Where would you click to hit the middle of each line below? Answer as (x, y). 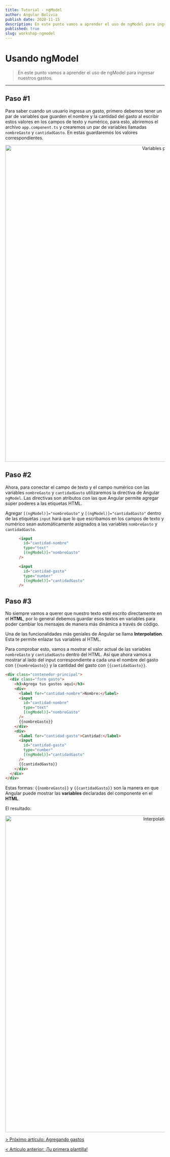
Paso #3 (18, 601)
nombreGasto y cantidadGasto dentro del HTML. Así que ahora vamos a (78, 655)
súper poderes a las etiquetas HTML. (44, 503)
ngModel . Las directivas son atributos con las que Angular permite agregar (82, 498)
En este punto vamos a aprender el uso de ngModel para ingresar (86, 72)
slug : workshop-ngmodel (30, 33)
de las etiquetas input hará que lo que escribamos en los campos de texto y (85, 518)
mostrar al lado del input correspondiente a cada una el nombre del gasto (82, 660)
